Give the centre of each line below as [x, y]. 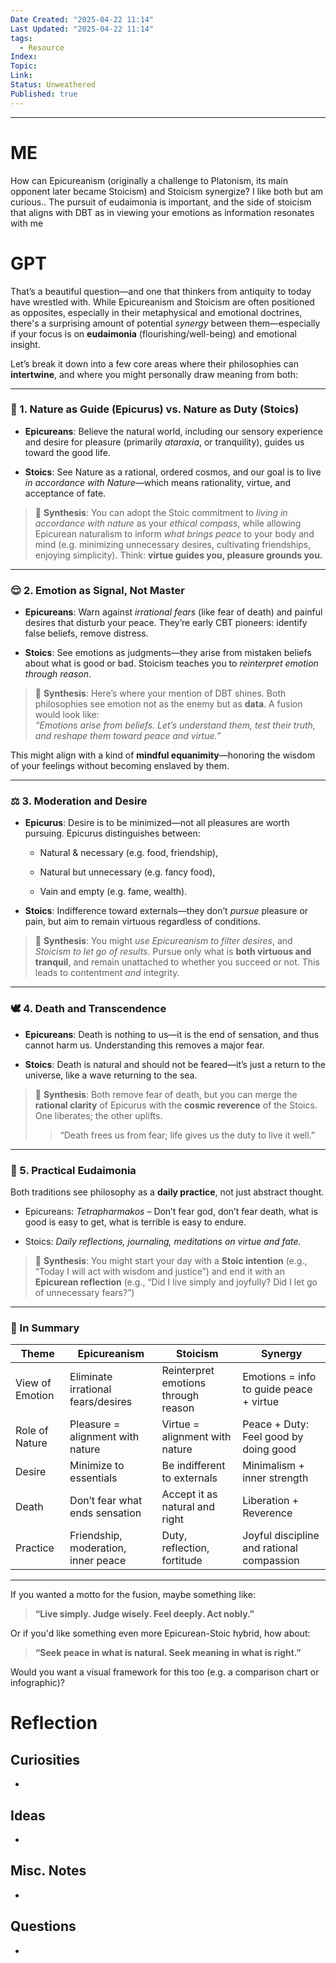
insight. [25, 344]
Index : [24, 57]
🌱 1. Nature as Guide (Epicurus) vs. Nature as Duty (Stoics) [155, 409]
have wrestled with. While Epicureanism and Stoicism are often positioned [162, 302]
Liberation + [271, 1501]
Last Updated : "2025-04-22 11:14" [82, 29]
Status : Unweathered [53, 85]
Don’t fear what [106, 1501]
